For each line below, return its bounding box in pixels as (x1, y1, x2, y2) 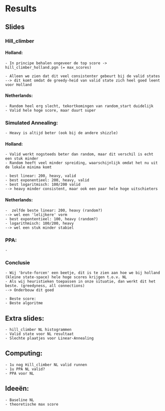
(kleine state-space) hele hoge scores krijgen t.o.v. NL (5, 275, 127, 280)
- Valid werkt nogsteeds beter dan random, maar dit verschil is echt (5, 152, 154, 157)
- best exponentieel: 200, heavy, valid (5, 178, 90, 183)
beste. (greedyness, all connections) (5, 284, 85, 288)
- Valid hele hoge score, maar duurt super (5, 108, 96, 113)
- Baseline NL (5, 397, 35, 403)
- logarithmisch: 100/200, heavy (5, 221, 74, 226)
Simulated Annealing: (5, 119, 58, 126)
